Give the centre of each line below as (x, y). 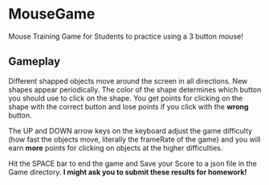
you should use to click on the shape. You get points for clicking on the (126, 98)
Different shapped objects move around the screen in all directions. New (128, 80)
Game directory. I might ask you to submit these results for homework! (128, 172)
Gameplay (35, 62)
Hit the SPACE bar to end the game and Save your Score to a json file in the (132, 163)
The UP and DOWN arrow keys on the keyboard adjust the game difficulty (130, 130)
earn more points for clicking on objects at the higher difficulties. (116, 148)
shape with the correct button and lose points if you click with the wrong (128, 106)
